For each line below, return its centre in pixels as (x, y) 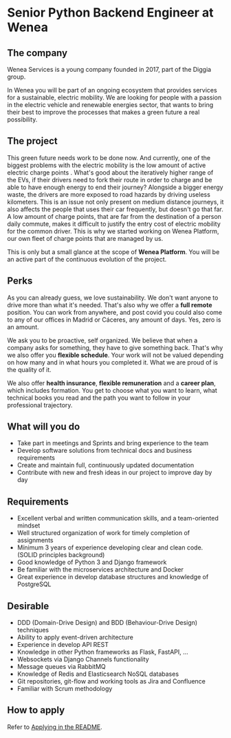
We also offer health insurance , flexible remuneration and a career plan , (112, 383)
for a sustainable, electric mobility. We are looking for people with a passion (114, 97)
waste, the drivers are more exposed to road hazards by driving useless (109, 194)
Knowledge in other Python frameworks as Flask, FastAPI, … (103, 652)
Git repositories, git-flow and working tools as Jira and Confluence (111, 681)
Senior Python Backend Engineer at (111, 13)
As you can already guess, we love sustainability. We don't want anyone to (113, 298)
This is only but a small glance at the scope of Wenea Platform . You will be (113, 252)
